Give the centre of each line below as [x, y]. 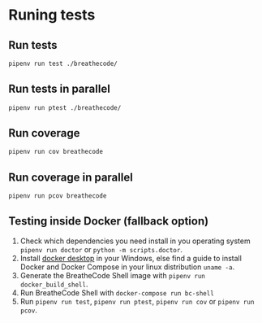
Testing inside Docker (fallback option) [109, 221]
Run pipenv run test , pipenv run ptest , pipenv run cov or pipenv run [137, 301]
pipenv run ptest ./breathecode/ [65, 107]
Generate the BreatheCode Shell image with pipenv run [112, 275]
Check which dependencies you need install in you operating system [135, 241]
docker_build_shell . [54, 284]
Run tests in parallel [60, 89]
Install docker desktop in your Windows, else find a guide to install [131, 258]
